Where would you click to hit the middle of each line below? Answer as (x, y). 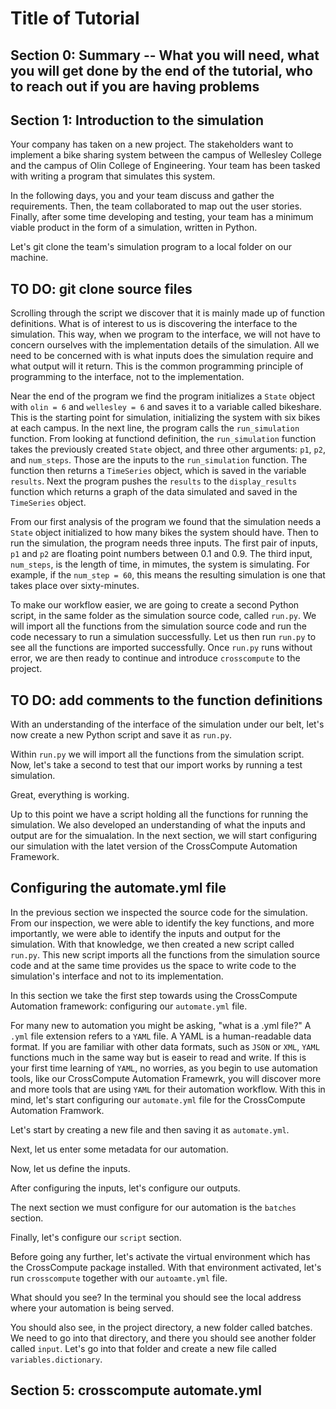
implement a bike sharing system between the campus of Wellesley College (166, 155)
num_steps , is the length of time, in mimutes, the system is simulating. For (160, 564)
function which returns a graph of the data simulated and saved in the (154, 492)
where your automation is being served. (92, 1308)
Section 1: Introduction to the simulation (137, 120)
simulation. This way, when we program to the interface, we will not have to (165, 334)
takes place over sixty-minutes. (75, 586)
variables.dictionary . (56, 1359)
